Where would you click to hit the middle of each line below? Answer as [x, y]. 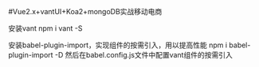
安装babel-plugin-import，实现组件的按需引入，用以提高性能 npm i [118, 45]
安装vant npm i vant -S [45, 28]
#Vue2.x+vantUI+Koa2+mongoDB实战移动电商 [85, 11]
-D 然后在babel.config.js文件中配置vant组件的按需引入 [143, 55]
